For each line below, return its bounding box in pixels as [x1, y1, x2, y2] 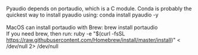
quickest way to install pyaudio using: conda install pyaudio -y [6, 11, 159, 18]
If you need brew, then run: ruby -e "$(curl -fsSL [6, 30, 125, 37]
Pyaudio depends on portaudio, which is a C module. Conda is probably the [6, 5, 192, 12]
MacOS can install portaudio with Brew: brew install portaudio [6, 24, 158, 31]
